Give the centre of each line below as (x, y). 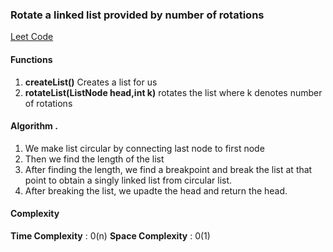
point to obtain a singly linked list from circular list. (128, 180)
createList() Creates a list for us (91, 82)
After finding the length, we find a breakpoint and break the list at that (168, 169)
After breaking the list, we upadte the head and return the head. (156, 190)
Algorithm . (34, 126)
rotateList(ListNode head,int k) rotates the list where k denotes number (173, 92)
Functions (31, 59)
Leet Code (32, 37)
